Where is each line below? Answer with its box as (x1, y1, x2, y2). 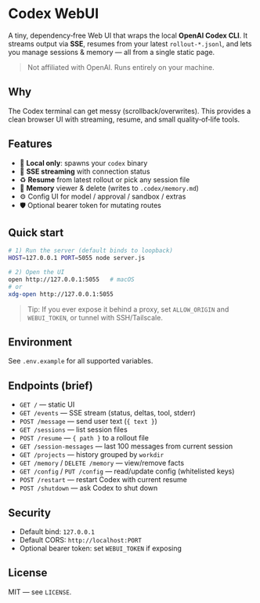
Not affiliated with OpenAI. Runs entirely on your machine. (27, 62, 215, 71)
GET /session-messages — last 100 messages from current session (19, 441, 233, 451)
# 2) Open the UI (8, 269, 65, 276)
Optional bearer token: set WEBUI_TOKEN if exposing (19, 543, 182, 554)
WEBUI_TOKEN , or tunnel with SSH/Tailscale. (27, 312, 163, 322)
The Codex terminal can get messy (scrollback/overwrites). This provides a (8, 106, 251, 115)
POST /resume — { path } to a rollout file (19, 433, 149, 443)
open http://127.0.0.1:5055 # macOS (8, 276, 135, 283)
